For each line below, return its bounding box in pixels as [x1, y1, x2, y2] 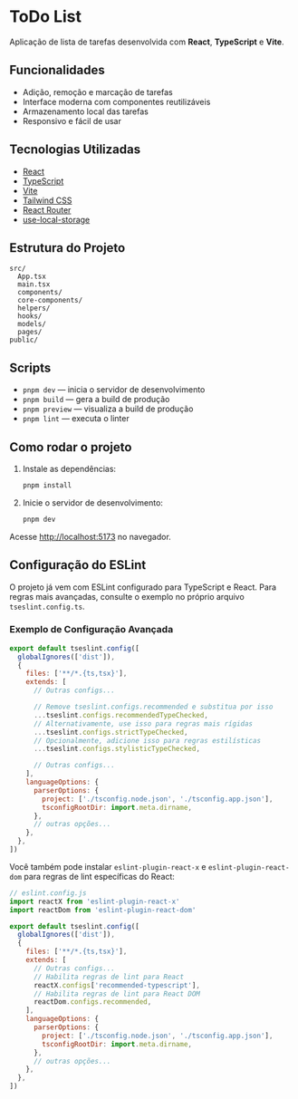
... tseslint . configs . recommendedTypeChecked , [33, 710, 208, 719]
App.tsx [17, 272, 47, 282]
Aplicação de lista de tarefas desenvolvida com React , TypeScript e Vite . [9, 36, 284, 47]
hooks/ [17, 312, 43, 321]
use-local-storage [22, 214, 91, 225]
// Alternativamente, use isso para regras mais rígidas [33, 718, 254, 728]
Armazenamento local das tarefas [22, 106, 149, 117]
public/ [9, 335, 39, 345]
